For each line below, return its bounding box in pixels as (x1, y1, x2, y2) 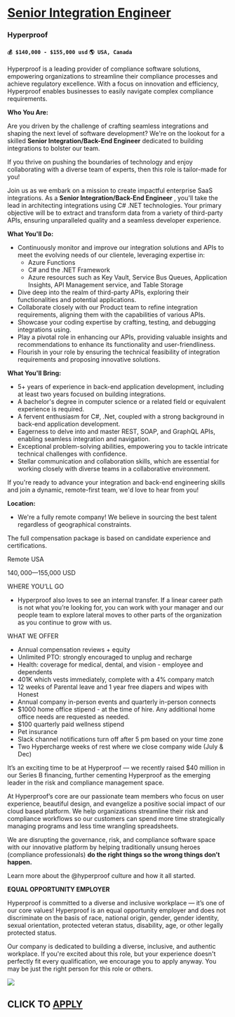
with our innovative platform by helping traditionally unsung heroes (7, 843, 201, 851)
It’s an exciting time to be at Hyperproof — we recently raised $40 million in (7, 763, 226, 772)
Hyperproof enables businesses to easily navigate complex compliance (7, 87, 214, 96)
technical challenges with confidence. (17, 450, 128, 458)
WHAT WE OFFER (7, 632, 59, 641)
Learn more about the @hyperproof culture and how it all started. (7, 872, 196, 880)
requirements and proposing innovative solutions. (17, 355, 161, 364)
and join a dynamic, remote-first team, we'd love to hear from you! (7, 486, 199, 494)
